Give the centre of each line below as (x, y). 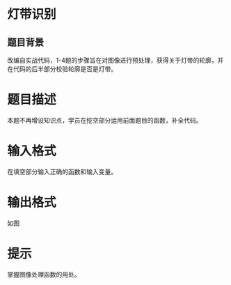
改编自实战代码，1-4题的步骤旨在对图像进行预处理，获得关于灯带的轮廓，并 (115, 60)
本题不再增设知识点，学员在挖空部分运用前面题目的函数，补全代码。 (105, 120)
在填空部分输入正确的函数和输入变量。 (62, 171)
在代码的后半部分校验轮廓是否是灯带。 (62, 69)
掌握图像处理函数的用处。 (44, 274)
